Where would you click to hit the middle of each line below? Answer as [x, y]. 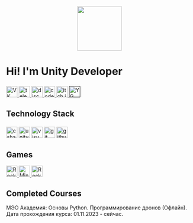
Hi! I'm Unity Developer [64, 72]
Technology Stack [40, 114]
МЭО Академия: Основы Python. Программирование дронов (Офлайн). [97, 208]
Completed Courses [44, 193]
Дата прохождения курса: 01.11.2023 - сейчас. [65, 214]
